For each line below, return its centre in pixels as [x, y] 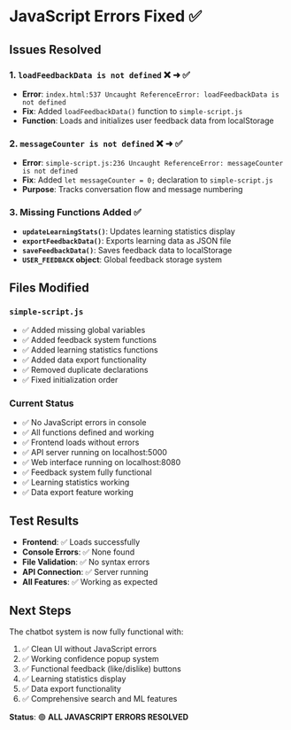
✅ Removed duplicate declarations [85, 370]
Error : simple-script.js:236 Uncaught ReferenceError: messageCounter [153, 163]
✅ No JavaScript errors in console [84, 423]
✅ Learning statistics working [76, 482]
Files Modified [50, 287]
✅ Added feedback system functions [89, 340]
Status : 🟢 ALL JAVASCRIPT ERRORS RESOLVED [99, 717]
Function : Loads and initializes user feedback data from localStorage [148, 120]
